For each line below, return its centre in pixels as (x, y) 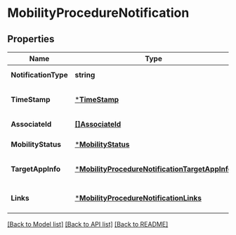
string (85, 75)
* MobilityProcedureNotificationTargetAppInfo (154, 169)
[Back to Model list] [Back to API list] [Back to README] (88, 224)
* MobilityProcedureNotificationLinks (138, 198)
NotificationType (39, 75)
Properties (31, 39)
